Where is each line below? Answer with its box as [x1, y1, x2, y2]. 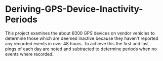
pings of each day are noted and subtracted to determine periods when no [5, 46, 157, 52]
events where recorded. [5, 51, 54, 57]
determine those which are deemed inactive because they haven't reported [5, 35, 159, 41]
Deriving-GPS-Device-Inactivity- [5, 3, 143, 15]
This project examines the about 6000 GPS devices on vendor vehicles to [5, 30, 155, 36]
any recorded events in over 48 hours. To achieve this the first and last [5, 40, 149, 46]
